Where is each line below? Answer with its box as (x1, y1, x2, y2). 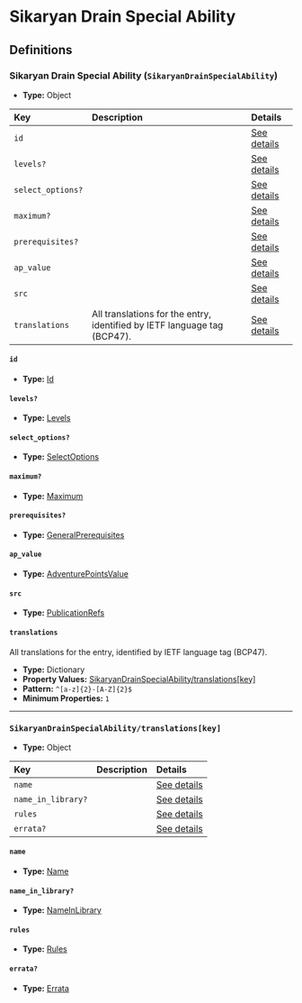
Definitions (9, 42, 73, 58)
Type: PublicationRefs (22, 607, 105, 618)
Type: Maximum (22, 490, 84, 501)
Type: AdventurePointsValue (22, 569, 129, 579)
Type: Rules (22, 944, 67, 954)
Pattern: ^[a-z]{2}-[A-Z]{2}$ (22, 683, 133, 694)
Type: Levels (22, 413, 71, 424)
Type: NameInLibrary (22, 905, 102, 916)
